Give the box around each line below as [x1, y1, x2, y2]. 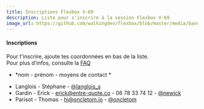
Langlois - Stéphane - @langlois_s [15, 83, 101, 90]
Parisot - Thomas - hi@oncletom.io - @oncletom [15, 96, 137, 103]
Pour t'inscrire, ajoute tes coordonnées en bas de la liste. [6, 52, 149, 60]
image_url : [6, 20, 34, 26]
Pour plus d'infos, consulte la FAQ [6, 59, 91, 66]
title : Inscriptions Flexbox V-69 [6, 9, 94, 15]
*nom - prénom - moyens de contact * [15, 71, 112, 78]
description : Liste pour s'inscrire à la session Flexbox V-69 [6, 15, 170, 21]
